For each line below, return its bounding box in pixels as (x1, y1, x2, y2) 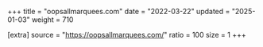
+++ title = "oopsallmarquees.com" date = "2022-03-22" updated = (7, 7, 230, 16)
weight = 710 (31, 15, 74, 24)
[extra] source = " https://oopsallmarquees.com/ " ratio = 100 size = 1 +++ (7, 31, 247, 39)
